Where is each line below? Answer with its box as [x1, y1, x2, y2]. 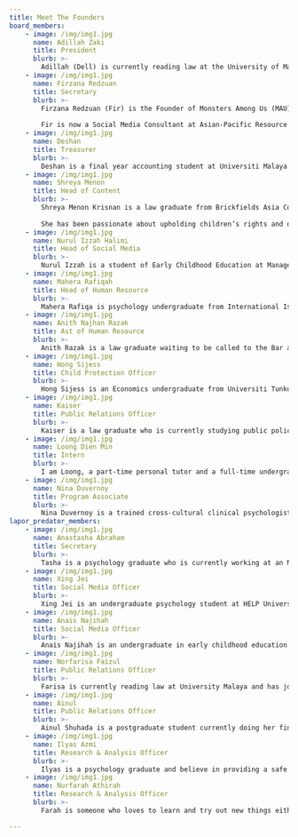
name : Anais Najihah [32, 616, 109, 625]
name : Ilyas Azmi [32, 739, 98, 749]
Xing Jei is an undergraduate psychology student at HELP [41, 600, 260, 609]
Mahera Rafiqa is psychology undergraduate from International [41, 302, 279, 311]
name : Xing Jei [32, 575, 90, 584]
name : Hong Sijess [32, 360, 101, 369]
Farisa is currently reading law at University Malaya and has [41, 682, 279, 691]
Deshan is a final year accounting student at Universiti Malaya [41, 162, 288, 171]
